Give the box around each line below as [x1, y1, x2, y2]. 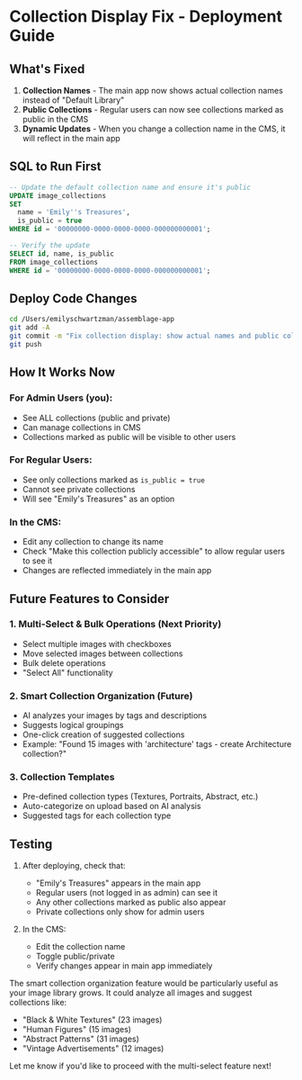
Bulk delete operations [22, 657, 106, 668]
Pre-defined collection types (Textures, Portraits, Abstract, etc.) [22, 791, 259, 802]
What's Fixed [9, 61, 85, 76]
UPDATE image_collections [9, 191, 106, 200]
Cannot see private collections [22, 483, 136, 494]
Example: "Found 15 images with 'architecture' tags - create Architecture [22, 739, 292, 750]
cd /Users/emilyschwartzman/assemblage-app [9, 315, 175, 324]
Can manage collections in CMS [22, 421, 141, 433]
